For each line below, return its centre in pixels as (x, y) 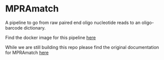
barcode (14, 27)
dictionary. (35, 27)
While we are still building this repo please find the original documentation (82, 47)
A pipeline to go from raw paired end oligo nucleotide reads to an (73, 22)
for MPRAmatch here (27, 52)
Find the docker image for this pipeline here (50, 37)
